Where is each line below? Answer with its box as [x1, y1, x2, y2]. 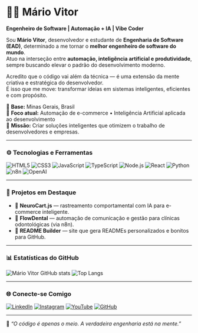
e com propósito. [6, 92, 48, 99]
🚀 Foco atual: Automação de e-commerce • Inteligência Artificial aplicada [6, 109, 186, 116]
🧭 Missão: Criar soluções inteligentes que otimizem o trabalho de [6, 122, 165, 129]
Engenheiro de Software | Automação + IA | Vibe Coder [6, 25, 144, 32]
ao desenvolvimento [6, 115, 55, 123]
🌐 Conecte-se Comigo [6, 289, 72, 298]
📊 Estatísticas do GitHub [6, 254, 79, 262]
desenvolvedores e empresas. [6, 128, 80, 135]
